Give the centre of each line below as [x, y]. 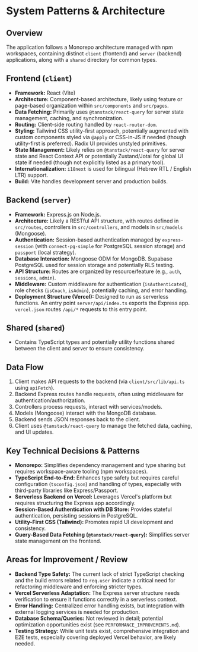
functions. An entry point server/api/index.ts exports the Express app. [102, 303]
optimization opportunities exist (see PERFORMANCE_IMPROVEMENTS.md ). [98, 624]
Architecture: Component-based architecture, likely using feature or [98, 99]
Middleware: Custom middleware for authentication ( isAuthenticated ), [101, 284]
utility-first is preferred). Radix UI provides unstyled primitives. [91, 143]
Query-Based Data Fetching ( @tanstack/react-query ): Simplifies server [102, 535]
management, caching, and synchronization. [69, 118]
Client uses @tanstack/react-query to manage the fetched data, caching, [103, 426]
